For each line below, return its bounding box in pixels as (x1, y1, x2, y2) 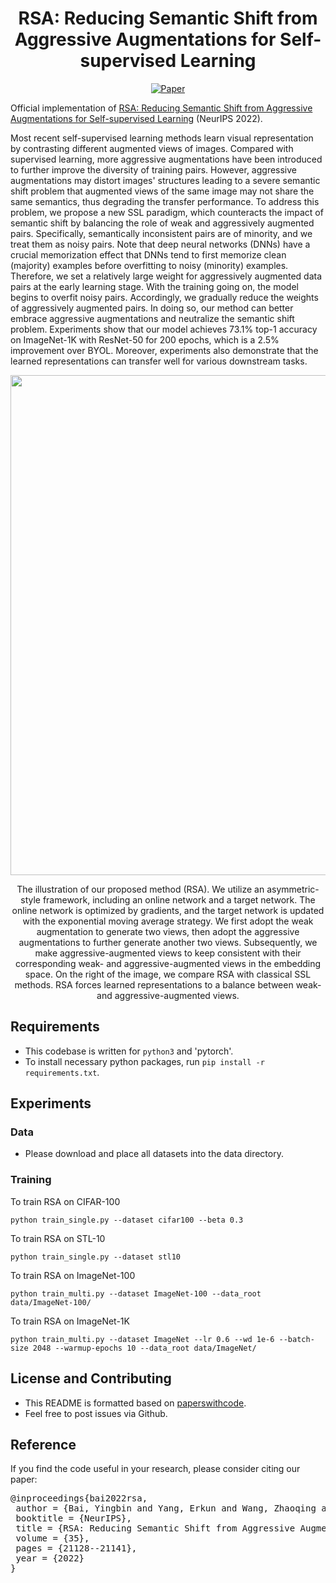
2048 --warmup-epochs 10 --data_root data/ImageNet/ (32, 1343, 257, 1353)
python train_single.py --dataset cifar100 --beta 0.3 (10, 1215, 244, 1225)
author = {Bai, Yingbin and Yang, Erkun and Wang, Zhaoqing (15, 1503, 317, 1514)
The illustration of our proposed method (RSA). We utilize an (16, 883, 265, 895)
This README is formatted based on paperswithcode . (24, 1397, 247, 1409)
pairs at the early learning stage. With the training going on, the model (10, 280, 299, 292)
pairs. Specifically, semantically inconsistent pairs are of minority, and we (10, 227, 313, 239)
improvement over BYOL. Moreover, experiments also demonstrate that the (10, 344, 319, 356)
